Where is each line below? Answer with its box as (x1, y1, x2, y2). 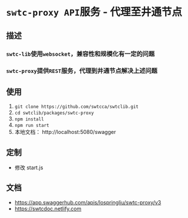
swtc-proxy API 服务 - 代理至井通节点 (6, 5, 182, 19)
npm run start (14, 123, 49, 129)
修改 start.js (14, 164, 43, 171)
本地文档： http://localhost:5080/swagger (14, 129, 116, 136)
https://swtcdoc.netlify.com (14, 205, 82, 212)
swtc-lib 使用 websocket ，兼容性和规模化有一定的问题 (6, 49, 155, 58)
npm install (14, 116, 44, 122)
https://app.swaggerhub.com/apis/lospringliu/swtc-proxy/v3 (14, 199, 162, 206)
